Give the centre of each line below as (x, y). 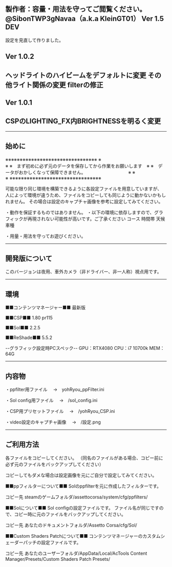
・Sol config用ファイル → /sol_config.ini (51, 401)
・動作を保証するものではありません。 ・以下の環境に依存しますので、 (80, 212)
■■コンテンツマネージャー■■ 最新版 (46, 308)
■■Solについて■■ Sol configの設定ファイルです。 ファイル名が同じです (82, 508)
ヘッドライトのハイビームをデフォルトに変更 (76, 75)
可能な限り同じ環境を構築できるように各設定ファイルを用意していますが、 (84, 188)
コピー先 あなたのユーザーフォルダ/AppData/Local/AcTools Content (76, 553)
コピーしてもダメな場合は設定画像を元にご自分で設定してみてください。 (81, 475)
